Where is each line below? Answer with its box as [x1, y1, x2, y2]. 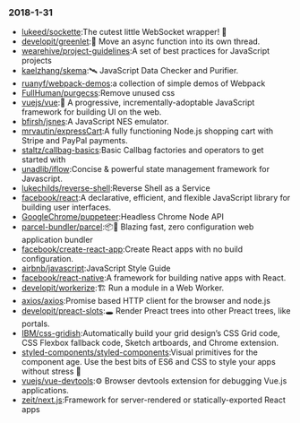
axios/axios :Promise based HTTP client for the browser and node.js [21, 296, 270, 306]
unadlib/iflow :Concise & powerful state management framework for [21, 164, 270, 175]
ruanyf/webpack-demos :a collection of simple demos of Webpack [21, 78, 266, 89]
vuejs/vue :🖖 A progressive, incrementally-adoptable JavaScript [21, 97, 255, 108]
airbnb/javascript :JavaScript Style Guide [21, 263, 171, 274]
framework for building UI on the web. [21, 107, 162, 117]
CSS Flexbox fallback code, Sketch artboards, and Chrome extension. [21, 338, 279, 349]
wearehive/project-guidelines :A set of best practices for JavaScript [21, 46, 270, 56]
